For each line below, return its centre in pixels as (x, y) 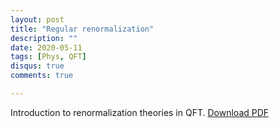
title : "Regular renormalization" (82, 29)
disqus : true (37, 66)
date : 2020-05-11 (46, 47)
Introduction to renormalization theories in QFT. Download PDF (140, 112)
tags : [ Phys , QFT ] (48, 57)
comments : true (42, 76)
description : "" (44, 38)
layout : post (37, 19)
